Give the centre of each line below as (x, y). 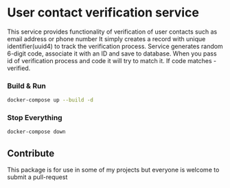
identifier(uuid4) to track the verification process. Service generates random (115, 46)
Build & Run (27, 86)
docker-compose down (37, 132)
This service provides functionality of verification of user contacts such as (112, 32)
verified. (19, 68)
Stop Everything (35, 118)
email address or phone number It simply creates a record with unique (106, 38)
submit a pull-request (37, 177)
